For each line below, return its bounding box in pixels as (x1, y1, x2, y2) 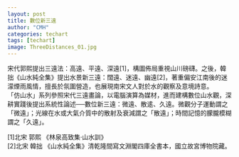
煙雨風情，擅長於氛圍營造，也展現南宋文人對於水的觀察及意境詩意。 (13, 82, 213, 90)
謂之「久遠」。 (7, 118, 48, 126)
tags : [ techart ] (7, 37, 55, 44)
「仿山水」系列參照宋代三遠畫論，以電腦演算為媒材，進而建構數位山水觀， (7, 91, 225, 99)
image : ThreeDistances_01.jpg (7, 44, 97, 51)
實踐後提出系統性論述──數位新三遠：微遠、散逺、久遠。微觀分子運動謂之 (13, 100, 228, 108)
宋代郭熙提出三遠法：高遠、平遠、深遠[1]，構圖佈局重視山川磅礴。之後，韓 (7, 64, 226, 72)
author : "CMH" (7, 24, 50, 31)
